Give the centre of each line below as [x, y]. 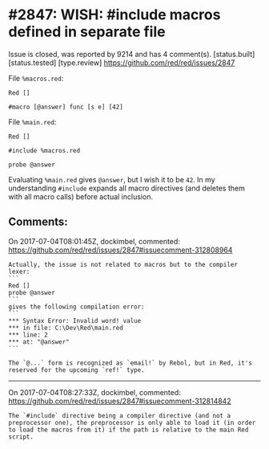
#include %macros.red [44, 150]
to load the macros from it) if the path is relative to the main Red [128, 430]
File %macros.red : [36, 78]
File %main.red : [32, 121]
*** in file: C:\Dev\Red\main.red [66, 328]
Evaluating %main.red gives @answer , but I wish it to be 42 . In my [112, 179]
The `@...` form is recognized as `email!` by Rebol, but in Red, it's [130, 363]
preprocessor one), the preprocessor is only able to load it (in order [132, 422]
